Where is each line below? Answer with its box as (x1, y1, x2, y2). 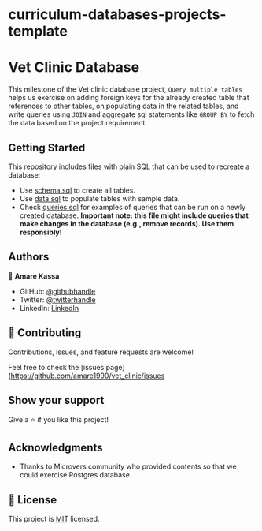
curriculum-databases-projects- (8, 6, 227, 24)
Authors (8, 250, 50, 264)
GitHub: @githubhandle (19, 286, 96, 296)
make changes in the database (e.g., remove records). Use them (19, 219, 234, 228)
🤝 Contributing (8, 326, 82, 340)
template (8, 22, 68, 40)
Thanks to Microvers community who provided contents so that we (19, 462, 238, 471)
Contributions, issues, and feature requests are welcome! (8, 347, 194, 357)
